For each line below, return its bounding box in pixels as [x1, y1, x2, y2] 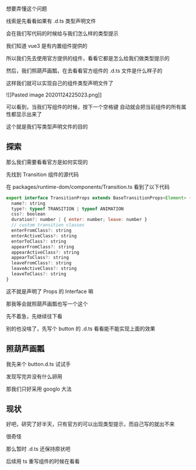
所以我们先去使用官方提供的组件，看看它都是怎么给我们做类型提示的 [6, 55, 170, 61]
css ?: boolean [11, 211, 45, 217]
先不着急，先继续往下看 [6, 312, 62, 320]
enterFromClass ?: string [11, 227, 72, 234]
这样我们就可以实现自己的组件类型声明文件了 [6, 80, 114, 87]
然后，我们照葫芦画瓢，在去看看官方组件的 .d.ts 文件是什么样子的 [6, 67, 163, 74]
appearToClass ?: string [11, 255, 69, 261]
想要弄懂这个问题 [6, 5, 47, 12]
